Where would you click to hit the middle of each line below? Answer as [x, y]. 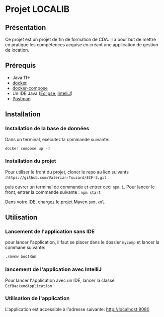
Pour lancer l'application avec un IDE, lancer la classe [60, 280]
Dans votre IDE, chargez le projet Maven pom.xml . [55, 202]
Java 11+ [21, 78]
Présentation [26, 28]
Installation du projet [31, 161]
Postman [21, 98]
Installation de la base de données [47, 129]
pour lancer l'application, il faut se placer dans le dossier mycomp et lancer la [82, 242]
